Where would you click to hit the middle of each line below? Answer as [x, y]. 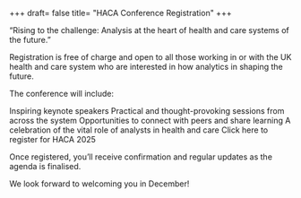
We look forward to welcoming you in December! [99, 184]
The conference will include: [62, 94]
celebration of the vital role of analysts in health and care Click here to [139, 130]
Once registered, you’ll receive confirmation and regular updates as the [141, 157]
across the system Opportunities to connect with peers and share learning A [150, 121]
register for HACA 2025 [53, 139]
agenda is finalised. [45, 166]
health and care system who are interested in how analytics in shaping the [146, 67]
